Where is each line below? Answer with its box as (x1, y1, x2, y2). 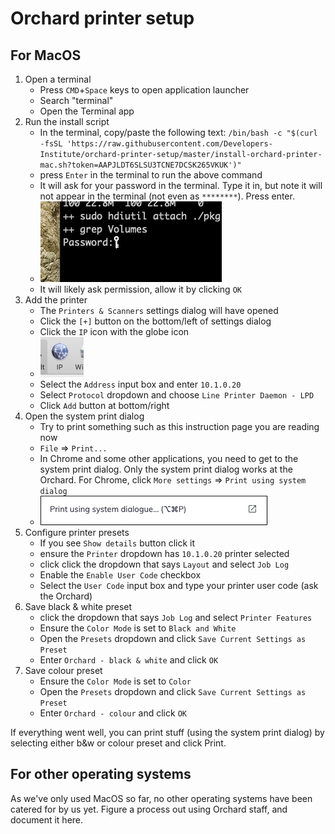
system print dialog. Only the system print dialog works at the (39, 463, 293, 475)
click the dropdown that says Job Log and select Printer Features (39, 612, 313, 623)
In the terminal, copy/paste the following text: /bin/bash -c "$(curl (39, 127, 318, 138)
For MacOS (10, 47, 82, 64)
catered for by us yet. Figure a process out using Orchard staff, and (10, 803, 288, 815)
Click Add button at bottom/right (39, 400, 170, 411)
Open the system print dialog (24, 410, 145, 422)
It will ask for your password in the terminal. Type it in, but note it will (39, 180, 323, 191)
